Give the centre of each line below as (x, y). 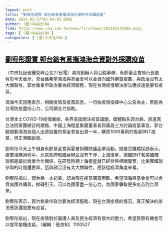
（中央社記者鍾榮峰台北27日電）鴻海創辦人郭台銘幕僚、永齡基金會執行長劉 (82, 72)
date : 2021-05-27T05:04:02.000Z (39, 19)
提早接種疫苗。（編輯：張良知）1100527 (49, 224)
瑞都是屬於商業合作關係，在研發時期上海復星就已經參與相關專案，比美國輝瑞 (84, 161)
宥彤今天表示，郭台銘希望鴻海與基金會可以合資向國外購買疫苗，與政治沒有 (82, 79)
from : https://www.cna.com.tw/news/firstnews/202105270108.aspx (73, 29)
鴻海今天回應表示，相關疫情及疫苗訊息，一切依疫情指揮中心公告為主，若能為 (84, 102)
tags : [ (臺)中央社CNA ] (29, 33)
